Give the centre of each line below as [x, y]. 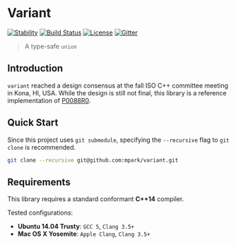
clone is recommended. [42, 147]
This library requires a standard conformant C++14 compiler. [96, 199]
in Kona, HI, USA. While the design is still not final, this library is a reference [117, 92]
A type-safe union [51, 46]
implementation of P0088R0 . [49, 100]
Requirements [39, 182]
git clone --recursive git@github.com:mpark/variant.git [93, 160]
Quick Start [33, 122]
